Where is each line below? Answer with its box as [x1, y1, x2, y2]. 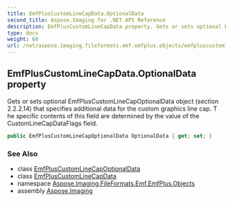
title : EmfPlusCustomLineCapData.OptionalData [7, 10, 144, 17]
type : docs [7, 29, 39, 37]
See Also [7, 149, 38, 158]
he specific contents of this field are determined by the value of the [7, 111, 200, 120]
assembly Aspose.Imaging [17, 186, 94, 194]
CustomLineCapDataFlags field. [7, 119, 98, 127]
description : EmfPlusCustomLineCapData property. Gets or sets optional [7, 23, 222, 30]
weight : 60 [7, 36, 39, 43]
